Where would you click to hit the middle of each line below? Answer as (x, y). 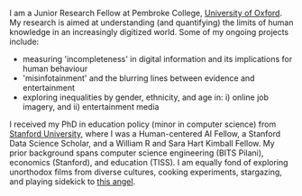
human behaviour (55, 68)
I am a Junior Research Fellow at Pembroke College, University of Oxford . (146, 13)
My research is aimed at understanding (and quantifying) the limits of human (151, 22)
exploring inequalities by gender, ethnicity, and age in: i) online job (145, 97)
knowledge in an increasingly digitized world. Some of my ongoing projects (149, 32)
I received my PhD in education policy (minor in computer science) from (143, 124)
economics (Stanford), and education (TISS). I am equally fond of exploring (149, 162)
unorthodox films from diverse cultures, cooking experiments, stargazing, (146, 172)
